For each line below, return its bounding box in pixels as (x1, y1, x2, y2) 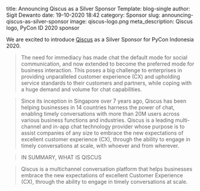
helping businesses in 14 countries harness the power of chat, (20, 104, 175, 111)
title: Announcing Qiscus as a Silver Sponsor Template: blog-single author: (6, 5, 190, 12)
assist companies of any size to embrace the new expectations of (20, 129, 184, 136)
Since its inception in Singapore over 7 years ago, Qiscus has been (20, 97, 187, 105)
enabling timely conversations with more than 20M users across (20, 111, 180, 117)
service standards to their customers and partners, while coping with (20, 79, 192, 86)
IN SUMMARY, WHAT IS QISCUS (20, 154, 102, 161)
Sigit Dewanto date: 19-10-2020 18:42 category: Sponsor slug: (6, 11, 160, 19)
